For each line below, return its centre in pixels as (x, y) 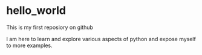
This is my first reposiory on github (50, 27)
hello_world (36, 11)
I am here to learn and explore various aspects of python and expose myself (101, 39)
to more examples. (29, 45)
